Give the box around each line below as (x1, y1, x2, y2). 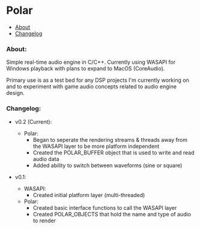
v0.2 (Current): (14, 118, 52, 125)
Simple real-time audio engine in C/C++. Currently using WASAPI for (6, 58, 176, 66)
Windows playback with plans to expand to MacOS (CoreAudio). (6, 65, 165, 72)
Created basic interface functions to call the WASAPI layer (32, 204, 177, 211)
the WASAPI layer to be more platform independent (32, 142, 160, 150)
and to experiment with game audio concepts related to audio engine (6, 83, 177, 90)
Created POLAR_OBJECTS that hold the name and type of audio (32, 210, 191, 218)
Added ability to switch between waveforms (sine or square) (32, 162, 183, 169)
